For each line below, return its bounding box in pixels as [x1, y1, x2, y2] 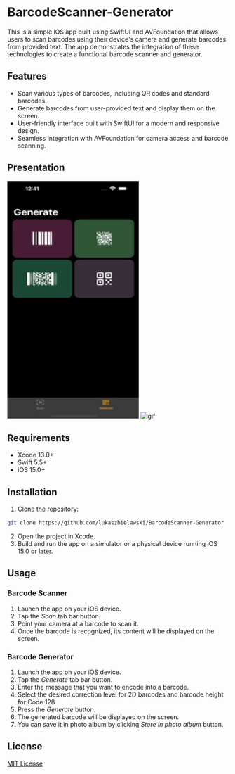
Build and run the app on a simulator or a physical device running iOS [17, 540, 218, 548]
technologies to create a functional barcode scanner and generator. [7, 50, 203, 58]
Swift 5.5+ [17, 458, 48, 467]
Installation [7, 486, 58, 498]
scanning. [17, 141, 47, 150]
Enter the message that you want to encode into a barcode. [17, 683, 189, 692]
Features [7, 70, 47, 82]
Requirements [7, 432, 70, 444]
